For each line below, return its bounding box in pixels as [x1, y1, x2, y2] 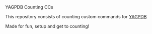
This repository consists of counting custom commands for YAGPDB [5, 14, 147, 19]
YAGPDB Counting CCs [5, 4, 54, 10]
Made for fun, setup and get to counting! [5, 23, 90, 29]
